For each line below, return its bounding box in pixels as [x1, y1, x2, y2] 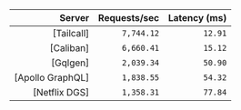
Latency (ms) [167, 12, 227, 24]
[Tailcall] [52, 27, 90, 39]
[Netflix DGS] [32, 86, 90, 98]
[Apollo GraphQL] [14, 72, 90, 84]
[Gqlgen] [51, 56, 90, 69]
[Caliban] [49, 42, 90, 54]
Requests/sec [98, 12, 160, 24]
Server [58, 12, 90, 24]
